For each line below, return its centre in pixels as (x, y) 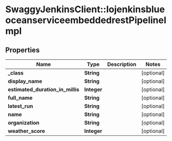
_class (16, 73)
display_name (25, 81)
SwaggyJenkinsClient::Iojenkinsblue (85, 9)
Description (122, 64)
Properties (23, 50)
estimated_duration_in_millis (44, 89)
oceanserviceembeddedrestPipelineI (86, 20)
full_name (20, 98)
